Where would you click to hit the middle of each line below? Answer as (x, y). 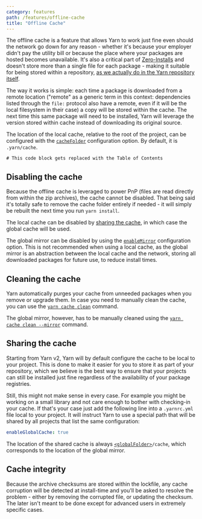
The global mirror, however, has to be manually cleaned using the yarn (93, 318)
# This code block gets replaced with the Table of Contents (85, 158)
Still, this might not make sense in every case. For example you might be (96, 395)
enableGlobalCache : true (37, 432)
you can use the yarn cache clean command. (62, 306)
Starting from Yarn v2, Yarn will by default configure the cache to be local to (101, 358)
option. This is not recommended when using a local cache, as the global (97, 247)
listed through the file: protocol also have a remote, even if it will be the (96, 103)
